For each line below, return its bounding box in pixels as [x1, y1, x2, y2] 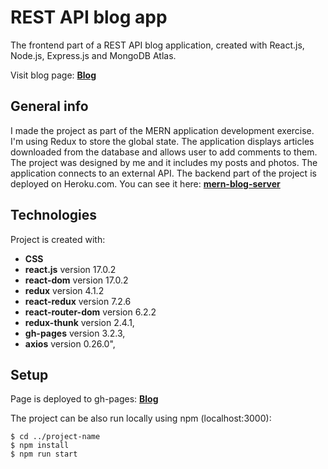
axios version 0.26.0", [24, 337, 116, 350]
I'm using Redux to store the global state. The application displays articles [10, 135, 315, 147]
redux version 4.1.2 [24, 284, 105, 296]
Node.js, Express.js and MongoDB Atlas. [10, 49, 177, 61]
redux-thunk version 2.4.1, [24, 316, 135, 328]
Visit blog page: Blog [10, 69, 97, 81]
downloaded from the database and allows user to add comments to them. [10, 146, 318, 158]
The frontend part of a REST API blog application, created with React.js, [10, 39, 305, 51]
